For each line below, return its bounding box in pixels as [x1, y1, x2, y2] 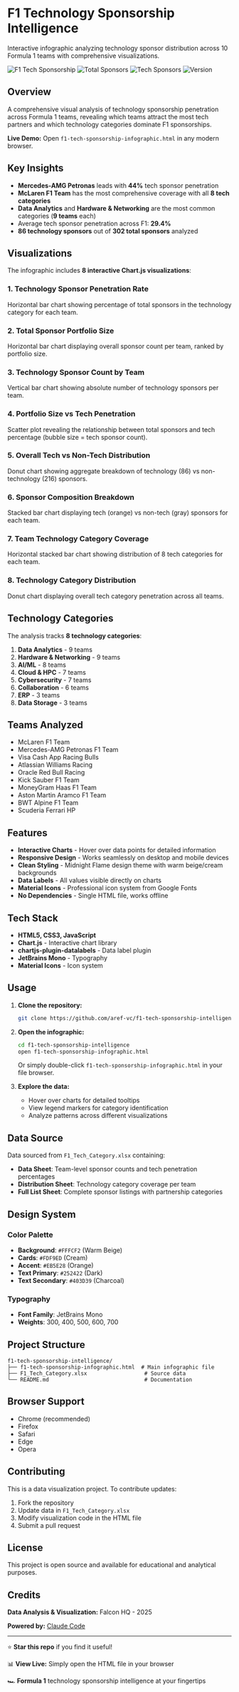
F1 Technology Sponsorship [7, 5, 175, 21]
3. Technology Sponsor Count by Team [7, 367, 145, 377]
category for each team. [7, 308, 78, 316]
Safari [17, 1429, 36, 1438]
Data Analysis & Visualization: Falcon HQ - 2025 [7, 1608, 152, 1616]
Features [7, 827, 48, 839]
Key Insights [7, 162, 64, 174]
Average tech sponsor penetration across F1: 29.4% [17, 219, 171, 228]
